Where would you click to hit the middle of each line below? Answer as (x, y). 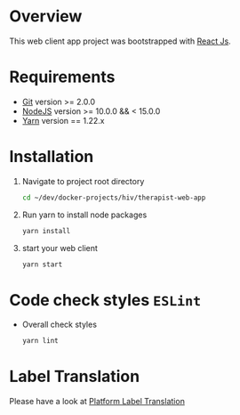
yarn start (42, 264)
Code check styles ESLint (105, 300)
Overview (46, 16)
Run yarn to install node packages (84, 215)
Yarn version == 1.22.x (63, 120)
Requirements (62, 77)
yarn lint (40, 341)
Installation (52, 157)
